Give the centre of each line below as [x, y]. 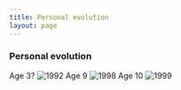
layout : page [33, 26]
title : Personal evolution [59, 17]
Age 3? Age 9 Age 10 [76, 75]
